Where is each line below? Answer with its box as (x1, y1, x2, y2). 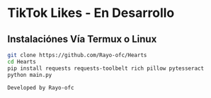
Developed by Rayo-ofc (7, 84, 74, 91)
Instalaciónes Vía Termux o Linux (7, 33, 157, 45)
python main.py (7, 71, 52, 78)
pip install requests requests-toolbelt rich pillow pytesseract (7, 65, 204, 72)
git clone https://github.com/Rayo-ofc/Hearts (7, 51, 147, 59)
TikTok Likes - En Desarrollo (7, 5, 175, 21)
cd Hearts (7, 58, 37, 65)
